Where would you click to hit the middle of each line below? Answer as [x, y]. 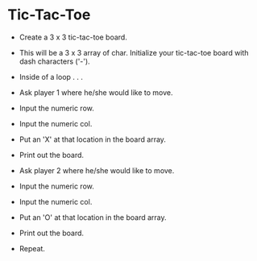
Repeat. [32, 248]
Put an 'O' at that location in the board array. [93, 217]
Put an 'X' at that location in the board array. [93, 139]
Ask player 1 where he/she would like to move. [96, 92]
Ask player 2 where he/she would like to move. [97, 170]
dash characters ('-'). [54, 61]
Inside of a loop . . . [51, 77]
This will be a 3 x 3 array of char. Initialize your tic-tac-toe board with [134, 52]
